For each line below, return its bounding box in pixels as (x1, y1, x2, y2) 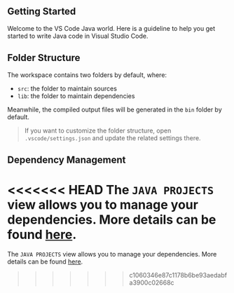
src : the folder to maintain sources (17, 84, 118, 93)
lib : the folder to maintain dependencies (17, 91, 135, 100)
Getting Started (7, 6, 76, 18)
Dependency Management (7, 154, 126, 166)
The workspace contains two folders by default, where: (7, 70, 167, 79)
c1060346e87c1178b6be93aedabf (129, 271, 228, 279)
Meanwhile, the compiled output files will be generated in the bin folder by (7, 105, 222, 114)
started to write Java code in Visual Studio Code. (7, 32, 149, 40)
